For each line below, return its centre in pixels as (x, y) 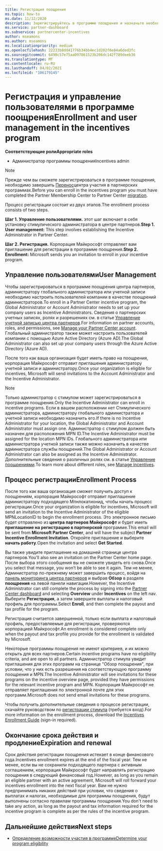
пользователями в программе (70, 107)
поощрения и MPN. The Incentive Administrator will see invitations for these (81, 674)
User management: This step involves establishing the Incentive (70, 229)
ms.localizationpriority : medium (39, 46)
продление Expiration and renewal (58, 743)
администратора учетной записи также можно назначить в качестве (77, 444)
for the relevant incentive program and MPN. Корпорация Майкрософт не (80, 685)
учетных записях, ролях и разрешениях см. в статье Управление (73, 317)
